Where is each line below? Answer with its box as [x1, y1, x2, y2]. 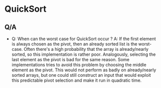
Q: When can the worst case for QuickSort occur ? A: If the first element [11, 36, 156, 42]
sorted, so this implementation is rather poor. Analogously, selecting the [11, 51, 156, 57]
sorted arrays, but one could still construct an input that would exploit [11, 72, 151, 78]
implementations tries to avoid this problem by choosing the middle [11, 62, 146, 67]
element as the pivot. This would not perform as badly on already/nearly [11, 67, 157, 73]
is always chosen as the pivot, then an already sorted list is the [11, 41, 138, 47]
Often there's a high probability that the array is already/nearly [23, 46, 149, 52]
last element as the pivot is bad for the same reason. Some [11, 57, 130, 62]
